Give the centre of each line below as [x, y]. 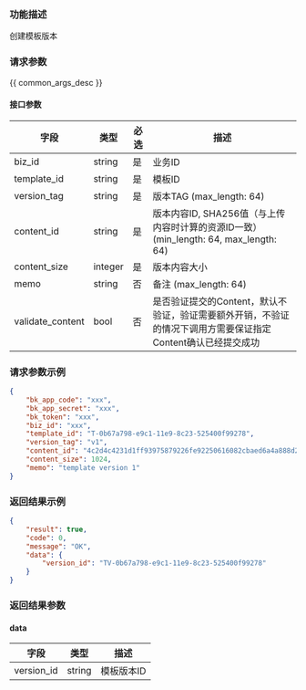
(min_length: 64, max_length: [214, 239]
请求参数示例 [38, 371]
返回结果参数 [38, 605]
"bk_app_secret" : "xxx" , [73, 408]
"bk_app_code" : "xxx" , [69, 400]
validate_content [49, 321]
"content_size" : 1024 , [69, 460]
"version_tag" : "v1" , [66, 443]
